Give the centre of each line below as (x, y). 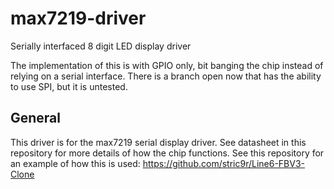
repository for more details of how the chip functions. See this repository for (167, 153)
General (36, 118)
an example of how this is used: (75, 163)
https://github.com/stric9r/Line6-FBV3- (224, 163)
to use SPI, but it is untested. (69, 86)
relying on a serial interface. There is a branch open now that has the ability (166, 76)
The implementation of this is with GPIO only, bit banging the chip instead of (167, 65)
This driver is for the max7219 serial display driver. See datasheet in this (158, 142)
